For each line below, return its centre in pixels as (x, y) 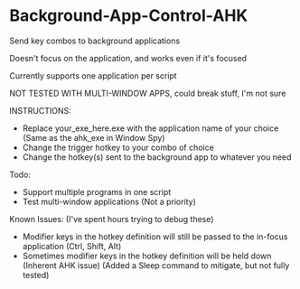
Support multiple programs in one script (97, 191)
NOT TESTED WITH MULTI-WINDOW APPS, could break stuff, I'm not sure (148, 93)
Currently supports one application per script (94, 75)
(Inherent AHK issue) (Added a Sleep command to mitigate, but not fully (156, 265)
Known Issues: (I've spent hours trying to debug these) (112, 219)
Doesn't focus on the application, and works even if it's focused (128, 58)
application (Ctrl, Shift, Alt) (72, 246)
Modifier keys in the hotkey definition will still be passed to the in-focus (155, 237)
